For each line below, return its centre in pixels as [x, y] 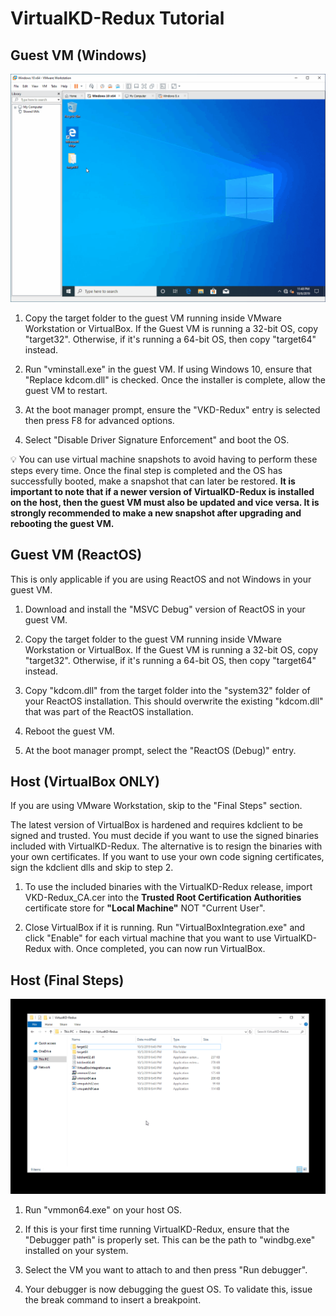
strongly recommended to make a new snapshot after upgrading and [156, 513]
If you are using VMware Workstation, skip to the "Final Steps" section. [156, 806]
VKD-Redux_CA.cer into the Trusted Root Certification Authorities [163, 898]
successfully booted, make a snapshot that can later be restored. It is [153, 481]
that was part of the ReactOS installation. [109, 711]
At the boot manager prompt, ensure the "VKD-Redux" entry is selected [172, 409]
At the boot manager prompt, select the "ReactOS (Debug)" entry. [160, 750]
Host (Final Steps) [67, 980]
